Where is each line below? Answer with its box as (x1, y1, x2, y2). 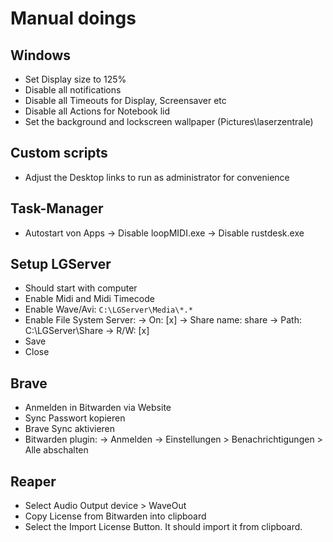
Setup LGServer (10, 256, 112, 273)
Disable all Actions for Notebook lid (24, 105, 171, 117)
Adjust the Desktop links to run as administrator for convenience (24, 171, 290, 183)
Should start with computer (24, 282, 138, 294)
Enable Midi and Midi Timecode (24, 293, 155, 305)
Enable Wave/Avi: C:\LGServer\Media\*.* (24, 303, 193, 316)
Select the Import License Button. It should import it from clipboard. (24, 521, 303, 533)
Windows (10, 47, 71, 64)
